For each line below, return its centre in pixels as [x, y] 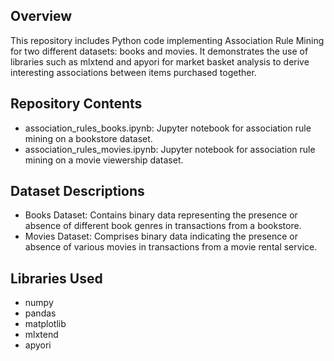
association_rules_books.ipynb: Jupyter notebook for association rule [168, 128]
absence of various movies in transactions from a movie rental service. [171, 247]
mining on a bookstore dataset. [88, 138]
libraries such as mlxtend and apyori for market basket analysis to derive [160, 61]
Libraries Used [56, 278]
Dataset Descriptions [77, 191]
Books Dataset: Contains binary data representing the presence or [161, 215]
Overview [41, 16]
